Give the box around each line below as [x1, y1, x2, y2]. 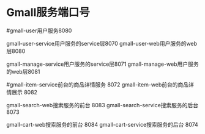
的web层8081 [6, 68, 40, 75]
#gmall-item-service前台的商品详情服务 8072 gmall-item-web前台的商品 [6, 80, 189, 88]
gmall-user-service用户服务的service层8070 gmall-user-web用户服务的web [6, 40, 198, 47]
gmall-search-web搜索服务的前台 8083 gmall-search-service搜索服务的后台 [6, 101, 199, 108]
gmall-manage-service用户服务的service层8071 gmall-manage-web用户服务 [6, 60, 199, 68]
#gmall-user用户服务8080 [6, 27, 72, 34]
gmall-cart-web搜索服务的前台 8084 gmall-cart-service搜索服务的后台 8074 [6, 121, 199, 128]
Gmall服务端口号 [6, 5, 90, 19]
